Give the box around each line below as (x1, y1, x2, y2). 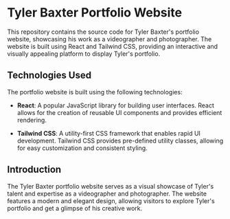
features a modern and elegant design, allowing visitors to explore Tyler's (7, 196, 215, 205)
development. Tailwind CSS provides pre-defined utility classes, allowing (16, 136, 224, 145)
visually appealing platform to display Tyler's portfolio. (7, 50, 161, 58)
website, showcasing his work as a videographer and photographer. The (7, 34, 212, 43)
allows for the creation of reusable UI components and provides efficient (16, 108, 222, 116)
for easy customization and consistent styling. (16, 143, 148, 152)
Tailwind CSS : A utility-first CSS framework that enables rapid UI (16, 129, 201, 137)
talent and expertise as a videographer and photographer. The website (7, 189, 207, 198)
